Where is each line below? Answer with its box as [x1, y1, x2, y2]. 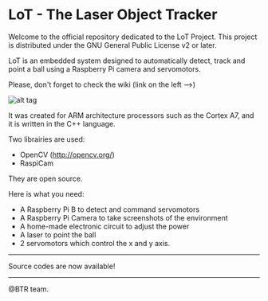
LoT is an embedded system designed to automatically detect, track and [8, 56, 246, 65]
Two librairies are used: [8, 134, 85, 144]
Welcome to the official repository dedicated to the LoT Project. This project [8, 32, 258, 41]
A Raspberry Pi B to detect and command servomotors [19, 205, 200, 214]
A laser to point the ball [19, 229, 97, 240]
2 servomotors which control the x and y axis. [19, 238, 171, 248]
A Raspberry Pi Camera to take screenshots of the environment [19, 213, 229, 222]
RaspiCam [19, 158, 54, 168]
